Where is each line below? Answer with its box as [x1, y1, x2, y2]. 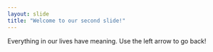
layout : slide [7, 10, 50, 18]
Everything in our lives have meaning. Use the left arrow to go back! [7, 36, 207, 45]
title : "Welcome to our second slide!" [7, 17, 126, 24]
